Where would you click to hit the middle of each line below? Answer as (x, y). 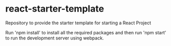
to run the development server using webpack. (55, 38)
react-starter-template (55, 9)
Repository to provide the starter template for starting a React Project (78, 23)
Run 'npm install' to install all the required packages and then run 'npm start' (86, 32)
